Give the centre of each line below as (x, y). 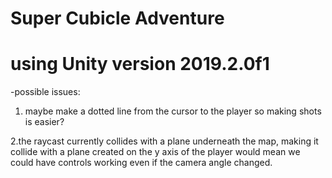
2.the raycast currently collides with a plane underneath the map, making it (164, 141)
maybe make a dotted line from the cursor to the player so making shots (173, 111)
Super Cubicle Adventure (117, 18)
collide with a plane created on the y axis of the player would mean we (155, 152)
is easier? (44, 122)
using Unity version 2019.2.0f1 (140, 64)
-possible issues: (45, 92)
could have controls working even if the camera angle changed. (141, 163)
